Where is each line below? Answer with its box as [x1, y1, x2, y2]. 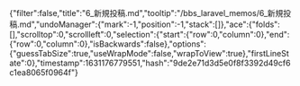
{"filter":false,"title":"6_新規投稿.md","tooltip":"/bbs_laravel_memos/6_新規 [9, 8, 284, 18]
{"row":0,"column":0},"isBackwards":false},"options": [9, 39, 207, 49]
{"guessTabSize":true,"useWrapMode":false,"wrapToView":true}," [9, 48, 252, 58]
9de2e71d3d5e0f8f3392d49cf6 [172, 57, 291, 68]
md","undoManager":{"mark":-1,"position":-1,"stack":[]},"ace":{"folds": [19, 19, 281, 30]
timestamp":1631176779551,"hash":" [40, 57, 174, 68]
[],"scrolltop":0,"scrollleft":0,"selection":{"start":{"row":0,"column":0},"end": [9, 30, 290, 39]
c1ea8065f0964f [9, 67, 72, 78]
